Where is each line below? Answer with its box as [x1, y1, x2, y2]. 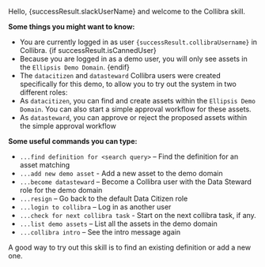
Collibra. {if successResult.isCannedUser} [19, 46, 157, 55]
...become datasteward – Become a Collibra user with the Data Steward [19, 177, 252, 186]
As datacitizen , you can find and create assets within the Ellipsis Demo [19, 96, 256, 105]
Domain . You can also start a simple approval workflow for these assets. [19, 104, 252, 114]
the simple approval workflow [19, 122, 116, 130]
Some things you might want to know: [8, 22, 135, 31]
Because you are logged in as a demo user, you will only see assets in [19, 55, 248, 63]
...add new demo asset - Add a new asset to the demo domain [19, 169, 223, 178]
